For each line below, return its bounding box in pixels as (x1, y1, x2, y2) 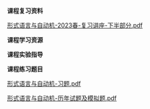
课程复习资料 (7, 7, 43, 14)
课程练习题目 (7, 65, 43, 73)
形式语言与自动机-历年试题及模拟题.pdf (7, 94, 117, 102)
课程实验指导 (7, 51, 43, 58)
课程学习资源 (7, 36, 43, 44)
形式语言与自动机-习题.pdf (7, 80, 81, 88)
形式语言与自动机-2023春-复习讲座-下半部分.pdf (7, 21, 143, 29)
